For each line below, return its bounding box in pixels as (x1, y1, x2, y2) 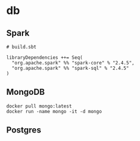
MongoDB (6, 87, 45, 97)
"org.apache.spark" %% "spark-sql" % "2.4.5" (12, 65, 130, 71)
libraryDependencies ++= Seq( (6, 55, 83, 61)
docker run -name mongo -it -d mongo (6, 108, 102, 114)
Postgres (6, 125, 41, 136)
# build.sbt (6, 44, 37, 50)
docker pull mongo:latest (6, 103, 72, 109)
